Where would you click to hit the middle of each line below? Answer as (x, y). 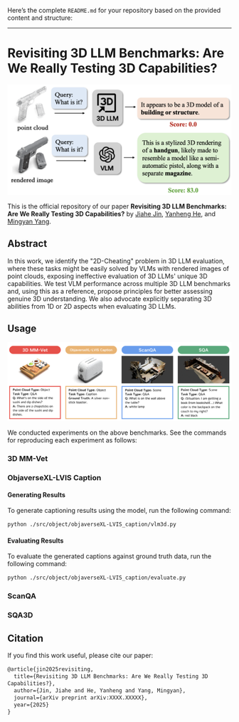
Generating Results (37, 494)
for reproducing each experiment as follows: (72, 440)
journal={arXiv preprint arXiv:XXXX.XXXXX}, (81, 697)
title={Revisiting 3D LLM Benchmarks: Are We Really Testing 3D (111, 676)
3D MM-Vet (28, 459)
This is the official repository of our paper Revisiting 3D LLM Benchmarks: (117, 206)
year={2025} (32, 705)
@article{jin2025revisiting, (51, 669)
